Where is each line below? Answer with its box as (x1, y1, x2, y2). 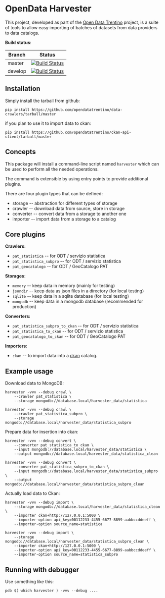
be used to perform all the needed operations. (5, 166, 99, 172)
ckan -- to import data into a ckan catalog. (12, 353, 98, 359)
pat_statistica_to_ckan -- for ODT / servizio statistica (12, 328, 124, 334)
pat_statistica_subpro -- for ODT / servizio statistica (12, 258, 121, 264)
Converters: (5, 313, 31, 320)
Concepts (5, 148, 36, 156)
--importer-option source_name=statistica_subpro (14, 552, 119, 557)
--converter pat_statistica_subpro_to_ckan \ (14, 464, 110, 470)
